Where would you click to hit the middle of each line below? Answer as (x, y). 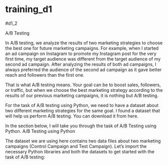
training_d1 (29, 9)
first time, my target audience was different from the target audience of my (83, 59)
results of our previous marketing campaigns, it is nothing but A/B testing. (82, 95)
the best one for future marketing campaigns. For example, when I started (82, 48)
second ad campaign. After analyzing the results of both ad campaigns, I (81, 64)
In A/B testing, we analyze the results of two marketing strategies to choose (84, 43)
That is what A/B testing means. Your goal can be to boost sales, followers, (83, 85)
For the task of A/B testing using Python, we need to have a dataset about (82, 105)
